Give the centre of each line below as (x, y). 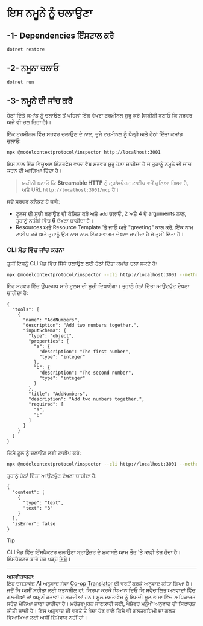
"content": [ (29, 492)
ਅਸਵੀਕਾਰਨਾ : (21, 577)
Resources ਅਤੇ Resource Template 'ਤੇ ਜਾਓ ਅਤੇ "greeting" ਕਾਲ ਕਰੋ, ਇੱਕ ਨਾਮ (104, 227)
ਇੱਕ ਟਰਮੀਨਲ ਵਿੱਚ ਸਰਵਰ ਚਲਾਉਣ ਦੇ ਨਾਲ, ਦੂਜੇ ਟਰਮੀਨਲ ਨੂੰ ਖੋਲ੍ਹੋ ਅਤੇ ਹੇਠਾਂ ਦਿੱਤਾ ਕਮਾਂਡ (95, 134)
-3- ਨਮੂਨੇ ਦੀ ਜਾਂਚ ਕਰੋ (40, 100)
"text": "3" (38, 508)
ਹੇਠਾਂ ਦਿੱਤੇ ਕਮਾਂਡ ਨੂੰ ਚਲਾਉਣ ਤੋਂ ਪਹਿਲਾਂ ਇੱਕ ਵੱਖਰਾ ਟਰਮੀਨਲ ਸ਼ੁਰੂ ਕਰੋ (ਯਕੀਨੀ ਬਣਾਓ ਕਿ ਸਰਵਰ (100, 115)
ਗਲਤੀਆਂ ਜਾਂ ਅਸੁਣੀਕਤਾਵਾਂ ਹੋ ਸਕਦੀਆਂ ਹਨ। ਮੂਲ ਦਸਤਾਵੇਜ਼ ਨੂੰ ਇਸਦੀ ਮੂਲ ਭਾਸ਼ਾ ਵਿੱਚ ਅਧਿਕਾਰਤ (101, 597)
